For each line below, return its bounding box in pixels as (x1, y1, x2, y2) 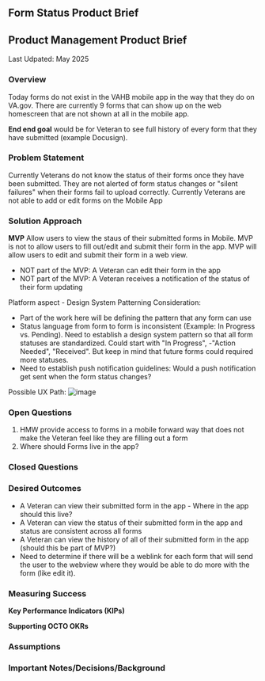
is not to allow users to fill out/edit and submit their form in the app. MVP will (8, 242, 257, 252)
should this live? (19, 509, 73, 519)
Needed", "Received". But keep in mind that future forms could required (19, 347, 253, 356)
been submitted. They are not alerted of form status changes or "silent (8, 178, 239, 188)
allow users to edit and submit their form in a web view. (8, 250, 188, 260)
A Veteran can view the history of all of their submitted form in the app (19, 535, 249, 544)
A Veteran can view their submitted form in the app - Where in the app (19, 500, 249, 510)
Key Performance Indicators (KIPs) (8, 606, 125, 615)
